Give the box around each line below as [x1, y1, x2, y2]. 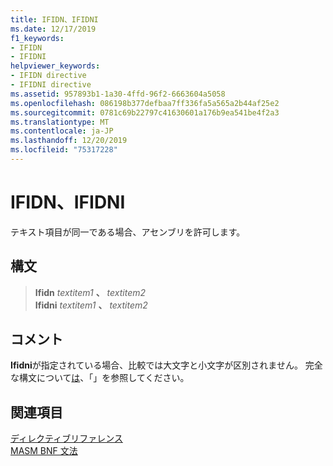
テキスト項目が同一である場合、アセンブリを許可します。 [10, 226, 246, 238]
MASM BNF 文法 [10, 445, 78, 457]
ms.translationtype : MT [10, 117, 110, 127]
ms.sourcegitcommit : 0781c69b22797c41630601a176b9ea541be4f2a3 [10, 107, 280, 118]
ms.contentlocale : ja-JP [10, 126, 114, 136]
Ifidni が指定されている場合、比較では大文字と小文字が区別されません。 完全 [10, 359, 323, 371]
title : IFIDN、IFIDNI [10, 14, 99, 25]
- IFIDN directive [10, 71, 87, 81]
